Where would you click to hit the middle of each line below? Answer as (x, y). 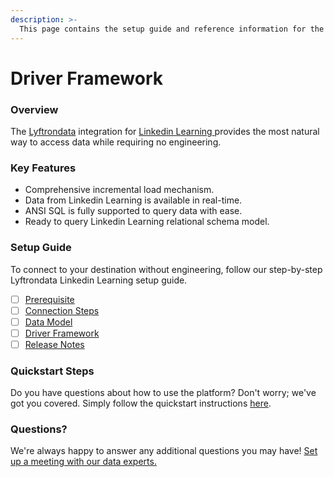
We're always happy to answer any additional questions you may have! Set (164, 451)
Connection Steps (62, 310)
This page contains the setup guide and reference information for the (172, 29)
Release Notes (54, 344)
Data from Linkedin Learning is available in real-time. (133, 200)
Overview (34, 109)
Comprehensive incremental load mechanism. (119, 190)
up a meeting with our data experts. (83, 462)
